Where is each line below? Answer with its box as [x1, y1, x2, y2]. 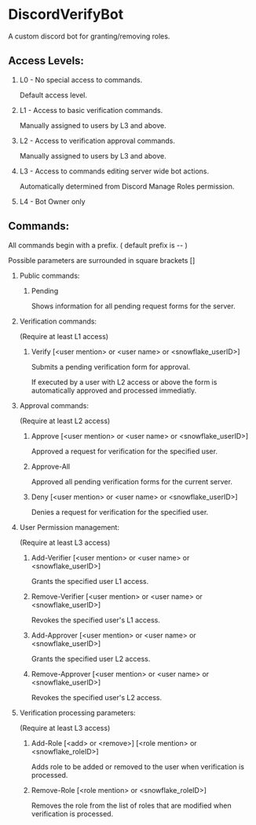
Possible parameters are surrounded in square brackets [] [8, 255, 196, 265]
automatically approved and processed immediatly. [31, 385, 197, 395]
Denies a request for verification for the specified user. [31, 507, 209, 517]
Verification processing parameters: [19, 708, 136, 717]
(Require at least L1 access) [19, 331, 108, 341]
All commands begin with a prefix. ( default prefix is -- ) [8, 240, 188, 250]
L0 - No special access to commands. [19, 75, 143, 84]
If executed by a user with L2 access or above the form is [31, 377, 218, 386]
